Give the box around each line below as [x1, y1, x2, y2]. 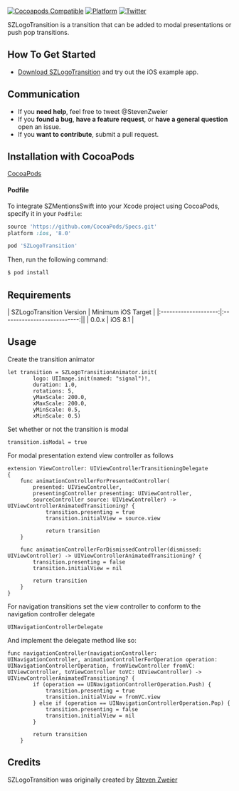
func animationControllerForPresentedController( [20, 477, 171, 485]
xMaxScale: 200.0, [33, 400, 87, 407]
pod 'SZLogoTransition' [7, 242, 78, 249]
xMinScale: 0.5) [33, 412, 81, 420]
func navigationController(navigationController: [7, 649, 158, 657]
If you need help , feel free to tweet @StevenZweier [17, 107, 169, 115]
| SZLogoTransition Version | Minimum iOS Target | [7, 307, 156, 316]
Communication [7, 88, 80, 100]
